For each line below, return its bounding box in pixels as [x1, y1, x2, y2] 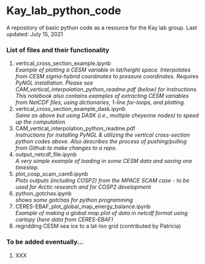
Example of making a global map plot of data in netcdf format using [15, 209, 188, 217]
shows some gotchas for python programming [15, 197, 133, 204]
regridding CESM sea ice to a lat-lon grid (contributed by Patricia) [15, 222, 181, 230]
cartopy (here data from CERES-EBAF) [15, 216, 114, 224]
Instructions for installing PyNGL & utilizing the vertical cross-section [15, 131, 190, 138]
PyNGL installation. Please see [15, 79, 93, 86]
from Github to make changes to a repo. [15, 145, 117, 152]
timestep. [15, 164, 39, 172]
